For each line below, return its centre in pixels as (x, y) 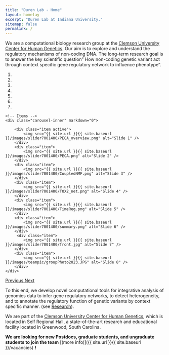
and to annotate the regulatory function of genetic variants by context (78, 301)
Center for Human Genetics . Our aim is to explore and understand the (78, 49)
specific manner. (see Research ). (40, 306)
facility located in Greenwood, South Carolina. (53, 327)
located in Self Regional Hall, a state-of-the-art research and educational (81, 322)
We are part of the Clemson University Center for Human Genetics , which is (84, 317)
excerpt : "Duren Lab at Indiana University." (54, 19)
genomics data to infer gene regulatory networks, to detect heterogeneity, (82, 296)
